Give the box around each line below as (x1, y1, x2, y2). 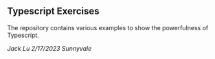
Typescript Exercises (7, 5, 100, 17)
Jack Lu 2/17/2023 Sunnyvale (7, 44, 92, 52)
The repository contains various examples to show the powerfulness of (7, 23, 209, 32)
